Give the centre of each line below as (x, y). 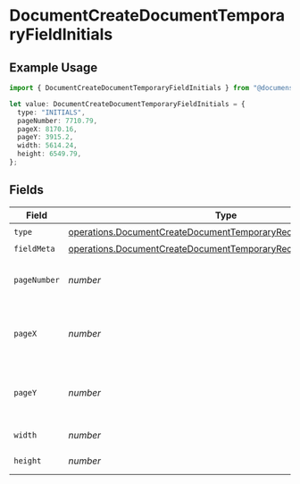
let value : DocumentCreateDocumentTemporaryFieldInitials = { (127, 104)
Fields (27, 190)
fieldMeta (34, 248)
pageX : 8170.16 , (47, 129)
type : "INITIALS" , (52, 113)
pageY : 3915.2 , (46, 138)
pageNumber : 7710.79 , (58, 121)
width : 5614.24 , (47, 146)
